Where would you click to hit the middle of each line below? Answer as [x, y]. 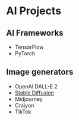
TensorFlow [29, 47]
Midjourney [29, 99]
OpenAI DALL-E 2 [36, 86]
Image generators [40, 72]
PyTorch [25, 53]
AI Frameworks [35, 33]
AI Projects [34, 11]
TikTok [23, 112]
